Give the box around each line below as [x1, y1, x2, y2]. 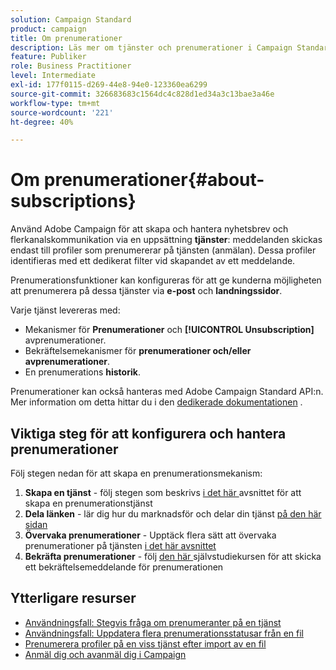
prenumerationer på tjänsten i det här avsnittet [24, 540, 217, 551]
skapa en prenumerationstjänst [24, 497, 153, 509]
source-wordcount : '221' [10, 107, 114, 118]
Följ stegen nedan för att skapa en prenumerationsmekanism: [10, 467, 263, 479]
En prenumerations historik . [24, 366, 141, 378]
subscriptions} [10, 190, 137, 213]
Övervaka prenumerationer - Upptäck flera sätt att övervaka [24, 529, 277, 541]
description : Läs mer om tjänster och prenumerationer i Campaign [10, 42, 293, 53]
